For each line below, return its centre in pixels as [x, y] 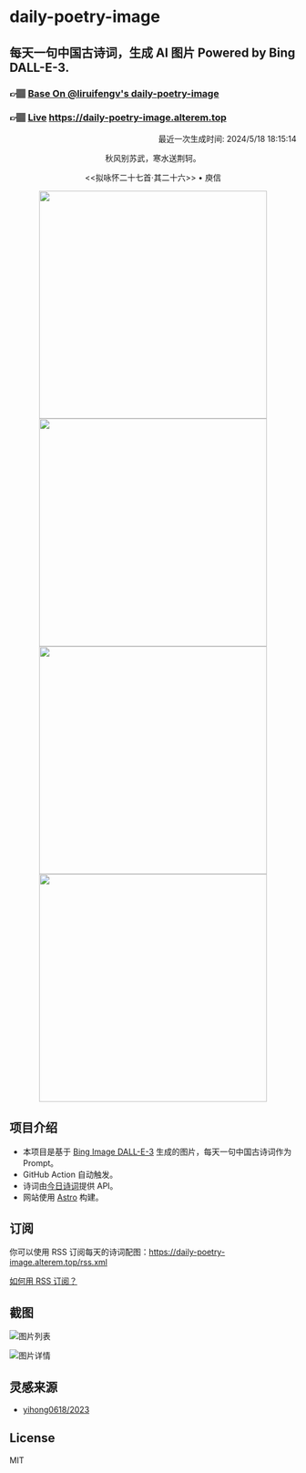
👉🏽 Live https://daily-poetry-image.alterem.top [118, 118]
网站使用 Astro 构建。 [63, 1197]
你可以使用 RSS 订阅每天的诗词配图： [79, 1252]
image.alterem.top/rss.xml [58, 1263]
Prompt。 [41, 1162]
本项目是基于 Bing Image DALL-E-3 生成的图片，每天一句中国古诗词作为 [157, 1151]
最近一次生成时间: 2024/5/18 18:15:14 [227, 138]
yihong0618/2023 [56, 1410]
